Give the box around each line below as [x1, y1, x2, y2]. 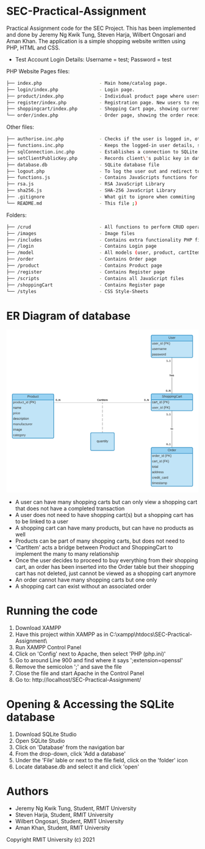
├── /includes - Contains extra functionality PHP [6, 237, 192, 243]
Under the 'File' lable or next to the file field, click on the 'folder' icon [15, 756, 188, 764]
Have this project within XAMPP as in [15, 630, 109, 638]
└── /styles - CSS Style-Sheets [6, 288, 149, 294]
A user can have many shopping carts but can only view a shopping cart [15, 499, 198, 506]
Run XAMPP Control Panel [15, 644, 81, 651]
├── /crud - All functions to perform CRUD [6, 224, 184, 230]
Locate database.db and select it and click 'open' [15, 763, 139, 770]
